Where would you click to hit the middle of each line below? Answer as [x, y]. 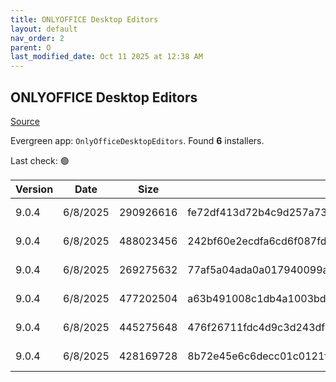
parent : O [31, 47]
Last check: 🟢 [40, 160]
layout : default [44, 29]
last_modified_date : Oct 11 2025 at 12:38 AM [106, 57]
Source [25, 121]
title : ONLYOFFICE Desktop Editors [84, 19]
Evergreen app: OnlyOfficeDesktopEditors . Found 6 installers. [137, 140]
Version [34, 189]
